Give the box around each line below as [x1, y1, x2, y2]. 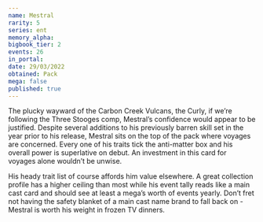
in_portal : [8, 56, 44, 64]
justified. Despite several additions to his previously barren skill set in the [8, 123, 244, 132]
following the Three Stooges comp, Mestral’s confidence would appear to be [8, 115, 256, 124]
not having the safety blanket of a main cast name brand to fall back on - [8, 197, 243, 206]
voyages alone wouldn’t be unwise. [8, 157, 122, 166]
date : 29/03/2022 [8, 63, 65, 71]
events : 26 [8, 48, 44, 56]
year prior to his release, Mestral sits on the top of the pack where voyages [8, 131, 251, 141]
